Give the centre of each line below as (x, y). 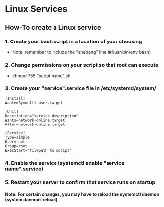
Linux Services (36, 9)
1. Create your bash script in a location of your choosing (74, 41)
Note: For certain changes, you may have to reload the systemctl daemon (82, 194)
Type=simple (17, 138)
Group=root (16, 146)
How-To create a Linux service (53, 27)
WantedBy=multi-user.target (34, 103)
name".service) (24, 169)
